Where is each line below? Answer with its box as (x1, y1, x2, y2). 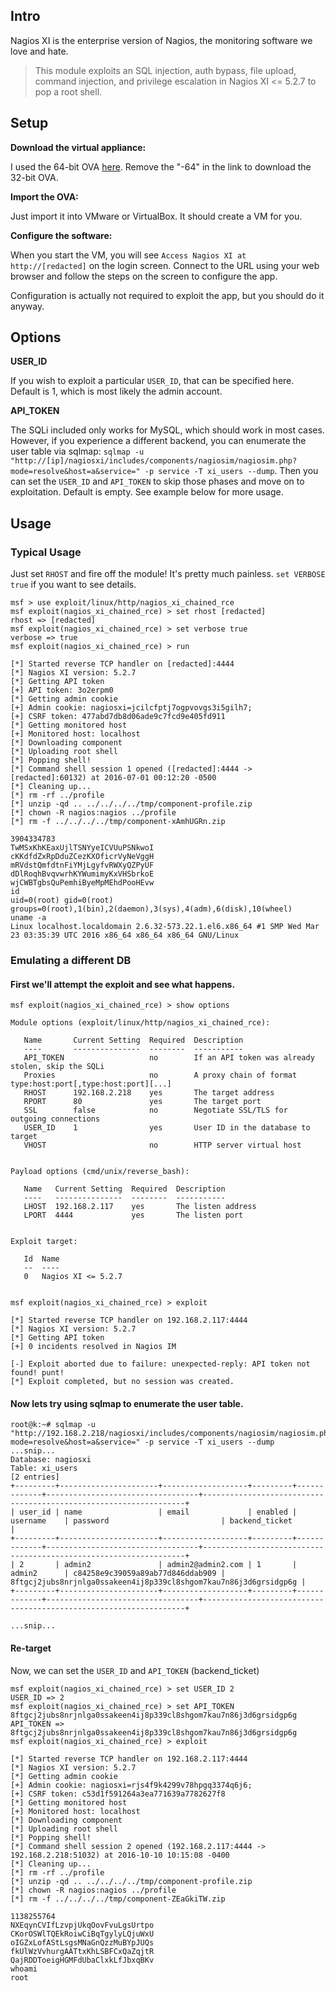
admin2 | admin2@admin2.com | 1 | (63, 1560, 298, 1570)
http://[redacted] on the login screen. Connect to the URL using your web (10, 259, 320, 271)
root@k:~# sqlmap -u (10, 1420, 97, 1430)
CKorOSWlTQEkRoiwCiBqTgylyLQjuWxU (10, 1929, 155, 1939)
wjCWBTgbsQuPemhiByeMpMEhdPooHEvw (10, 878, 155, 888)
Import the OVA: (10, 190, 79, 203)
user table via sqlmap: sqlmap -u (10, 445, 145, 458)
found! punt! (10, 1368, 65, 1378)
